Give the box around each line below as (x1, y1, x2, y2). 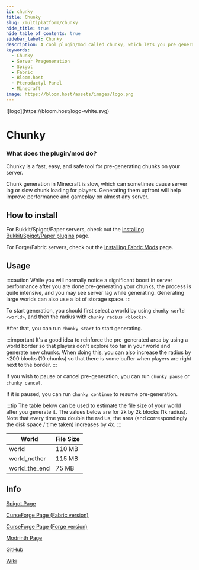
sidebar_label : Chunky (6, 36, 62, 42)
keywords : (6, 47, 31, 53)
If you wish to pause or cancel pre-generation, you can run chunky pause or (6, 372, 190, 379)
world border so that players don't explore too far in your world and (6, 342, 171, 349)
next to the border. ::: (6, 361, 57, 368)
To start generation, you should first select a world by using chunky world (6, 307, 185, 314)
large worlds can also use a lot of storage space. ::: (6, 295, 131, 302)
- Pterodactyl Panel (11, 80, 62, 86)
